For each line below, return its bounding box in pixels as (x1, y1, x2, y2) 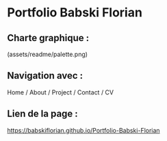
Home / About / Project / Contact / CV (7, 88, 114, 97)
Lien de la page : (7, 108, 79, 120)
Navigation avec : (7, 70, 83, 81)
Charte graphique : (7, 32, 90, 44)
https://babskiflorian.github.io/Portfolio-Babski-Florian (7, 126, 160, 134)
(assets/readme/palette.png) (7, 50, 88, 58)
